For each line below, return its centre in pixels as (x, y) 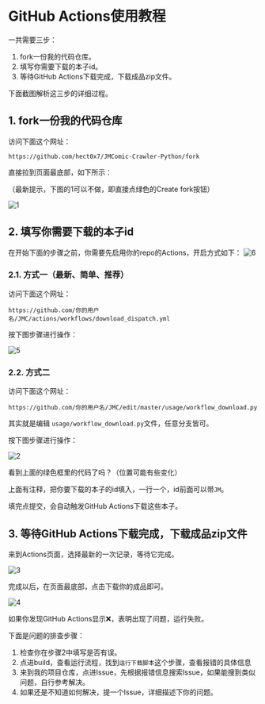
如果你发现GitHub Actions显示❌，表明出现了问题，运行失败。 (108, 618)
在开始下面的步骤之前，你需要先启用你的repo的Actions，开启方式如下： (125, 252)
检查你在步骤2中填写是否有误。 (70, 652)
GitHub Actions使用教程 (87, 16)
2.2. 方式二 (29, 372)
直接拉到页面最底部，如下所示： (60, 172)
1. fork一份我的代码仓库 (65, 121)
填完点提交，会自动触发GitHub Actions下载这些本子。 (95, 506)
